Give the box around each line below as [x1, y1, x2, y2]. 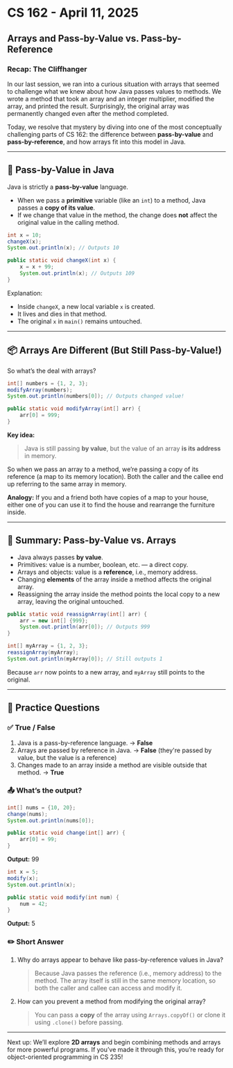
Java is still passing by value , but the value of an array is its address [24, 444, 221, 452]
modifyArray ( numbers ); [7, 387, 73, 393]
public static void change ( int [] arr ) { [7, 829, 126, 837]
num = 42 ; [19, 900, 49, 907]
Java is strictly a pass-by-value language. [7, 183, 128, 191]
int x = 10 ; [7, 231, 42, 239]
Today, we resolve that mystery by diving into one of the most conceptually [7, 123, 222, 131]
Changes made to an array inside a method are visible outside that [17, 761, 207, 769]
